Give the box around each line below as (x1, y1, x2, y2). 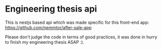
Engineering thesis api (5, 3, 97, 15)
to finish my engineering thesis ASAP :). (5, 39, 84, 45)
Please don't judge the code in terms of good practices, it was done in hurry (5, 34, 158, 40)
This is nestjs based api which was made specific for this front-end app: (5, 19, 149, 25)
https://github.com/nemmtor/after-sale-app (5, 24, 92, 30)
